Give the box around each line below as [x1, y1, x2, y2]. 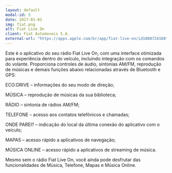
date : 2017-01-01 [5, 17, 42, 22]
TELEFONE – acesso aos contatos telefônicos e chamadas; [5, 111, 130, 118]
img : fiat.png [5, 21, 36, 27]
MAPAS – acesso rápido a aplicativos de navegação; [5, 137, 116, 143]
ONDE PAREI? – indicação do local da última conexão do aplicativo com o [5, 121, 160, 127]
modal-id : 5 [5, 12, 31, 17]
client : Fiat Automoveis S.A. [5, 31, 70, 36]
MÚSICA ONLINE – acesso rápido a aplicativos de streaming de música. [5, 146, 157, 153]
